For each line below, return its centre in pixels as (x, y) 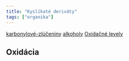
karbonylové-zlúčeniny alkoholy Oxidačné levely (64, 33)
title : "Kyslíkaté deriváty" (42, 11)
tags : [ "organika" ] (30, 17)
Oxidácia (23, 52)
